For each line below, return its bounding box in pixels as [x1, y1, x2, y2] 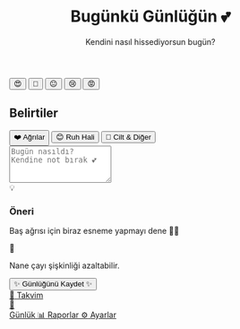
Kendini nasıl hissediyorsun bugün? [85, 36, 216, 47]
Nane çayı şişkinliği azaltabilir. [9, 260, 120, 271]
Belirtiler [9, 106, 58, 121]
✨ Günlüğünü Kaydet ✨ [13, 280, 92, 289]
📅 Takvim [9, 290, 44, 301]
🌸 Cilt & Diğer [106, 132, 152, 142]
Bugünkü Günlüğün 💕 [70, 6, 231, 27]
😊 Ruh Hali [56, 132, 96, 142]
